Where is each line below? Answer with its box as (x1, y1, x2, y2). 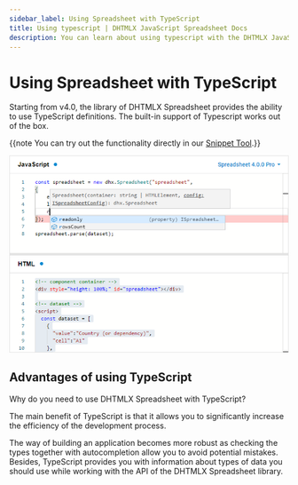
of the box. (9, 121, 49, 131)
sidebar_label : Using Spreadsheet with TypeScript (9, 14, 200, 23)
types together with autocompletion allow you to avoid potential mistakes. (9, 447, 278, 457)
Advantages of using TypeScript (9, 370, 192, 386)
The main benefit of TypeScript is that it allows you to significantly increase (9, 410, 285, 421)
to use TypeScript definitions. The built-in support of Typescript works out (9, 111, 281, 122)
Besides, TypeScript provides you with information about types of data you (9, 456, 283, 466)
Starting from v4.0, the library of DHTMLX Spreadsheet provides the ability (9, 102, 283, 113)
